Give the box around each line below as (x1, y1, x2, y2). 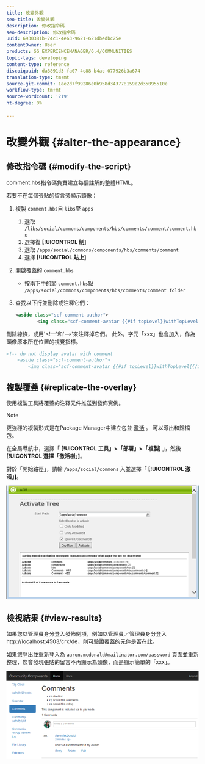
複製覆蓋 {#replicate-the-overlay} (6, 382, 137, 392)
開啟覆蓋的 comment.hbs (15, 266, 74, 274)
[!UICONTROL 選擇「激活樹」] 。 (6, 452, 85, 459)
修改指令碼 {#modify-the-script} (6, 162, 131, 172)
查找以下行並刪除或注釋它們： (15, 299, 90, 306)
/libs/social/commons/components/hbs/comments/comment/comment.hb (24, 226, 197, 232)
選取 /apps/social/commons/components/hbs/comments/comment (24, 246, 179, 253)
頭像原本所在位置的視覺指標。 (6, 337, 81, 345)
